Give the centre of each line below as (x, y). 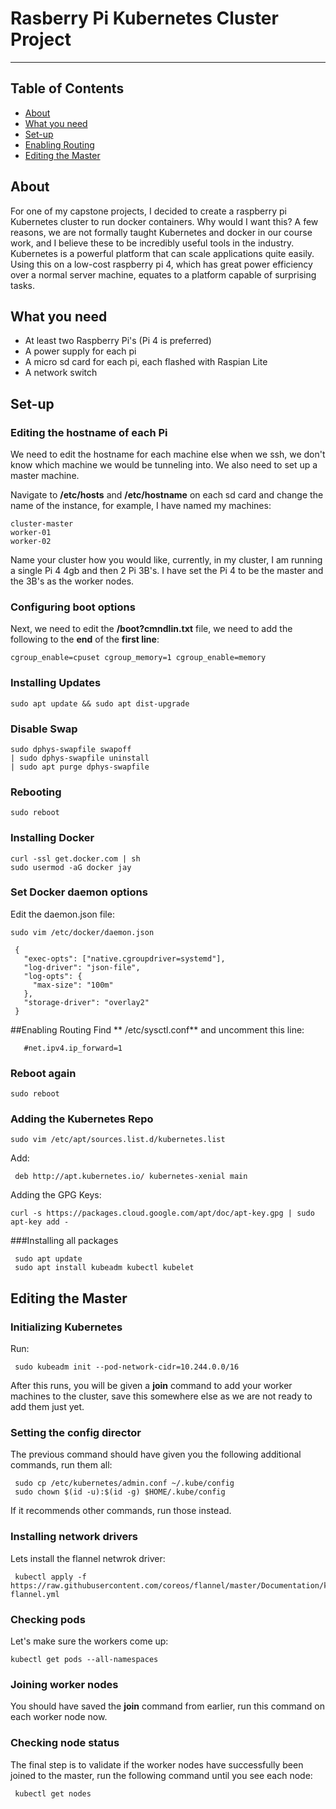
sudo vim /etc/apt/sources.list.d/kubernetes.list (118, 1140)
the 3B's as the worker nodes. (72, 581)
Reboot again (43, 1073)
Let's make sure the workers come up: (89, 1641)
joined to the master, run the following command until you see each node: (161, 1775)
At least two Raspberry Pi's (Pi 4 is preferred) (118, 341)
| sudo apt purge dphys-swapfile (80, 767)
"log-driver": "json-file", (82, 967)
